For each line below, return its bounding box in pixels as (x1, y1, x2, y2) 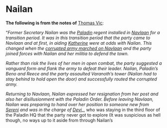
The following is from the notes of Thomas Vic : (5, 20, 104, 26)
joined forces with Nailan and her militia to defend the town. (5, 51, 129, 57)
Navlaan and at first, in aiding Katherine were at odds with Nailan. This (5, 40, 152, 46)
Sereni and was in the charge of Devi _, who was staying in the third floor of (5, 107, 161, 113)
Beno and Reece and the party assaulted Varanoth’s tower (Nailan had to (5, 70, 157, 76)
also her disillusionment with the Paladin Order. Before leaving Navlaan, (5, 96, 154, 102)
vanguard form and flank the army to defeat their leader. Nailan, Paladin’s (5, 65, 159, 71)
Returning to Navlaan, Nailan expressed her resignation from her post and (5, 91, 159, 97)
